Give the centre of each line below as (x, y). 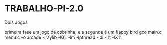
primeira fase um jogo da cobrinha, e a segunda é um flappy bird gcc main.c (83, 32)
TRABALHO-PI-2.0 (44, 9)
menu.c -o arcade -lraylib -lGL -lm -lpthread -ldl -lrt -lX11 (63, 37)
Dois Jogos (16, 22)
